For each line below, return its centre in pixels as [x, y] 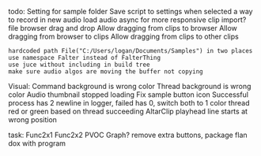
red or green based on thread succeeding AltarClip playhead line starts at [128, 111]
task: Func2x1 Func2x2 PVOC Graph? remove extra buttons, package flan [128, 135]
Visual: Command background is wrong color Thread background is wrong [130, 86]
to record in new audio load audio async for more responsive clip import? [127, 20]
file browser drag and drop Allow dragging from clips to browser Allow [123, 28]
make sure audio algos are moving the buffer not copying [106, 72]
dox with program [37, 143]
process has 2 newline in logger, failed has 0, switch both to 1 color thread [129, 103]
